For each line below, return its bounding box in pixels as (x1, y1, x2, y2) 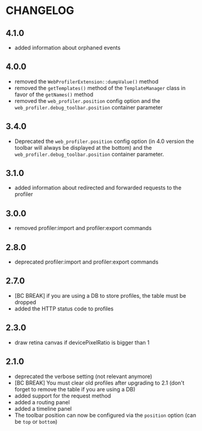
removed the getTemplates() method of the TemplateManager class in (14, 84, 186, 91)
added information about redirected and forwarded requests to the (14, 184, 182, 192)
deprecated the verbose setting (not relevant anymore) (14, 373, 153, 380)
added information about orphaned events (14, 44, 121, 51)
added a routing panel (14, 398, 71, 405)
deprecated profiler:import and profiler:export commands (14, 258, 159, 265)
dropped (14, 298, 37, 306)
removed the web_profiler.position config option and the (14, 97, 161, 104)
